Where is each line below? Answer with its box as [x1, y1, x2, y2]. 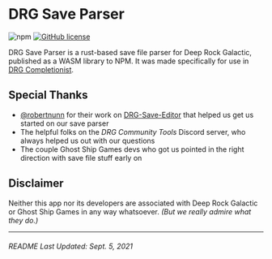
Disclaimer [8, 176, 64, 191]
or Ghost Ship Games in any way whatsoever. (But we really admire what [8, 206, 252, 216]
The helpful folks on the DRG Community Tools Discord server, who [19, 127, 246, 136]
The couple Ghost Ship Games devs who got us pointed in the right [19, 144, 244, 154]
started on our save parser [19, 119, 109, 128]
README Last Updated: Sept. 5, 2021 [8, 241, 134, 252]
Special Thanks [8, 88, 88, 102]
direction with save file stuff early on [19, 153, 142, 162]
